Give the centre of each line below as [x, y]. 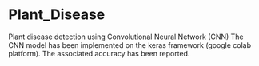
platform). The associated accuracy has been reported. [99, 53]
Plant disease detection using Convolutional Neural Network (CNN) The [126, 37]
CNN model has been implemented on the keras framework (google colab [130, 45]
